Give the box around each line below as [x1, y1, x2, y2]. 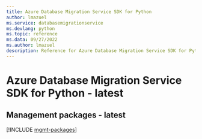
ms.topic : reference [6, 31, 58, 37]
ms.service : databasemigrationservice [6, 20, 103, 26]
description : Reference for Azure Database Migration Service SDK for [6, 48, 187, 54]
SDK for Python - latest [6, 86, 124, 99]
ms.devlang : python [6, 25, 55, 32]
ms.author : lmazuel [6, 43, 55, 49]
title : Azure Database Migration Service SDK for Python [6, 8, 152, 15]
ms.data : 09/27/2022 [6, 37, 58, 43]
